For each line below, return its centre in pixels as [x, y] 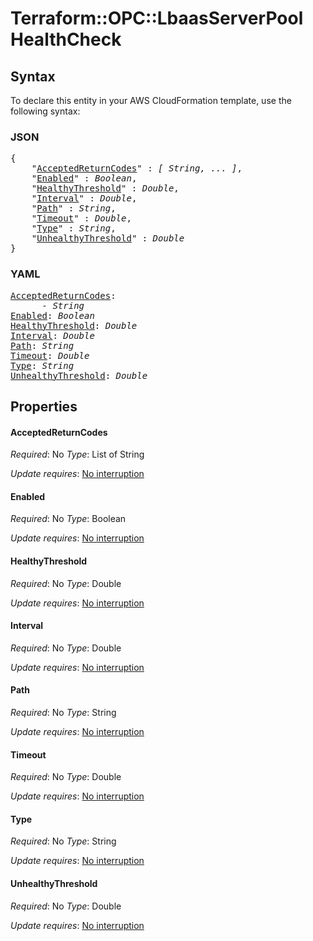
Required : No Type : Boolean [68, 519]
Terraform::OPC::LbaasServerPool [157, 18]
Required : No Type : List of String [77, 454]
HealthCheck [66, 39]
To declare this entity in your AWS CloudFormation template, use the [151, 100]
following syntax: [45, 111]
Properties [44, 406]
